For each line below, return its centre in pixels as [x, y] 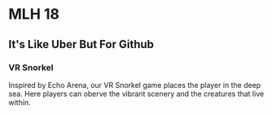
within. [20, 102]
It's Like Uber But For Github [81, 44]
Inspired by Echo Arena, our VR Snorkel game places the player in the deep [135, 85]
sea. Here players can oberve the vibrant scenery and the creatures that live [136, 94]
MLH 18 [34, 14]
